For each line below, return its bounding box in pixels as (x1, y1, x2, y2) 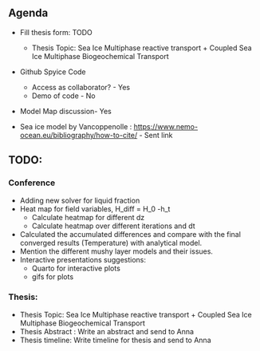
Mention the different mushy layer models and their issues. (19, 246, 214, 256)
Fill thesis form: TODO (19, 27, 93, 37)
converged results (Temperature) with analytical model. (19, 238, 203, 247)
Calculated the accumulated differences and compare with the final (19, 229, 242, 239)
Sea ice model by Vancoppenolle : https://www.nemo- (19, 121, 198, 131)
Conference (8, 177, 56, 188)
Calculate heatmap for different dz (31, 212, 145, 222)
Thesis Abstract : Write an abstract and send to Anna (19, 326, 194, 336)
